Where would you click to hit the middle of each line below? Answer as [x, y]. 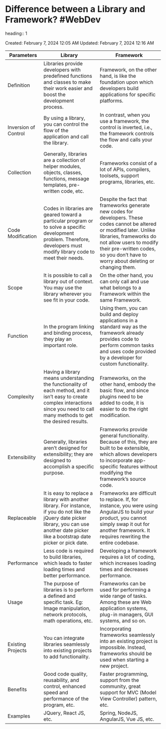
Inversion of [21, 127]
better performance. [67, 575]
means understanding [69, 378]
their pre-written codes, [128, 249]
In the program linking [69, 326]
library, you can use [66, 524]
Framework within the [125, 294]
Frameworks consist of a [128, 163]
